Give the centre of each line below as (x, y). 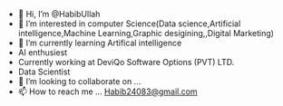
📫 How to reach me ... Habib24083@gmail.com (107, 92)
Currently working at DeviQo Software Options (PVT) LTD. (126, 62)
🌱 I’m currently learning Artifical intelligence (100, 43)
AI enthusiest (43, 53)
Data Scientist (44, 72)
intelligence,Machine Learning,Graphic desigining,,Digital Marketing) (146, 33)
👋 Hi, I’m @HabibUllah (59, 14)
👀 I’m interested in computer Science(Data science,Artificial (129, 24)
